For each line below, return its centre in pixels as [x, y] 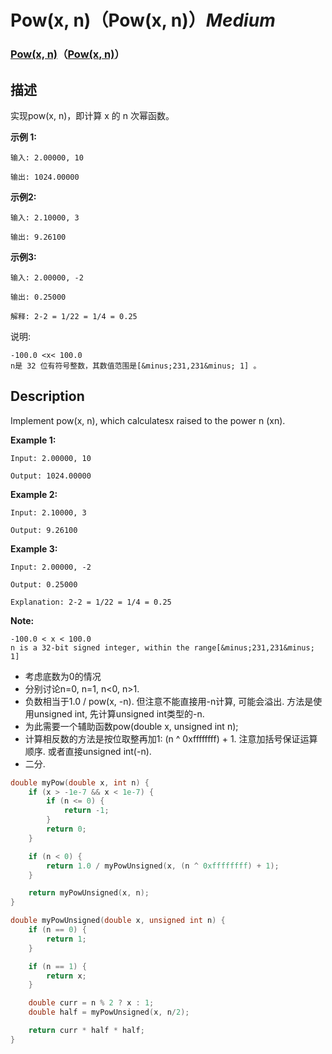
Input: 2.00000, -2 [51, 567]
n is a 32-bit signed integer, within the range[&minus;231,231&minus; [162, 647]
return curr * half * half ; [86, 1031]
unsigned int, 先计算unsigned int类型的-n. [119, 713]
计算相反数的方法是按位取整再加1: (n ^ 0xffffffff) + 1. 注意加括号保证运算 [171, 738]
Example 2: [34, 494]
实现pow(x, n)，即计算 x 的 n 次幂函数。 [92, 115]
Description [47, 396]
